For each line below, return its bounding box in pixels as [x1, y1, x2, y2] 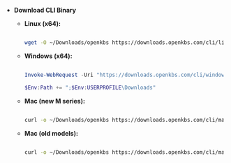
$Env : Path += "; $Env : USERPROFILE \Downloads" [24, 84, 156, 91]
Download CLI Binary [13, 6, 77, 14]
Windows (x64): [24, 52, 73, 60]
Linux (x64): [24, 20, 61, 27]
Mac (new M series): [24, 97, 86, 105]
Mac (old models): [24, 129, 79, 137]
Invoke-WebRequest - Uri [24, 71, 94, 78]
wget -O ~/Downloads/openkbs [24, 39, 110, 46]
